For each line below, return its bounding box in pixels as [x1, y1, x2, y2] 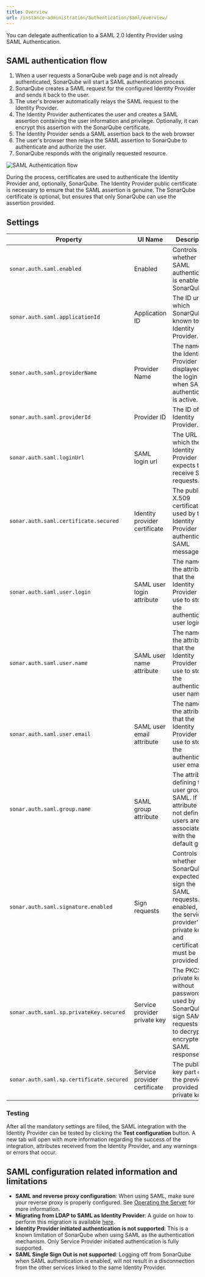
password [172, 989, 201, 998]
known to [172, 317, 200, 325]
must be [172, 949, 196, 957]
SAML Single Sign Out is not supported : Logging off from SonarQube [15, 1251, 191, 1258]
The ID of [172, 405, 200, 414]
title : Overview [6, 9, 48, 15]
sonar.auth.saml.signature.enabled [9, 903, 113, 911]
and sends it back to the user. [15, 91, 90, 98]
